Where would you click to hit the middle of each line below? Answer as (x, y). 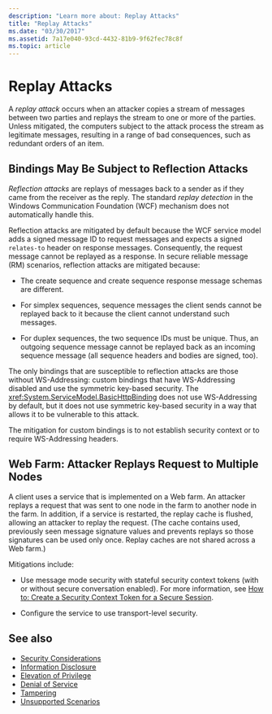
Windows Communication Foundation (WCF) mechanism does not (119, 206)
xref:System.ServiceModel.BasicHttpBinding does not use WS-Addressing (133, 397)
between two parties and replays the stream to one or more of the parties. (132, 118)
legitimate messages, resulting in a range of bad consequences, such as (130, 135)
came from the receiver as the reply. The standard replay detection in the (131, 197)
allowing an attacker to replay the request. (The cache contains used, (125, 522)
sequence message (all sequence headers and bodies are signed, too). (139, 355)
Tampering (38, 693)
